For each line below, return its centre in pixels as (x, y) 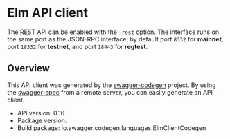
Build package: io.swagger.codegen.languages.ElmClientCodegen (112, 128)
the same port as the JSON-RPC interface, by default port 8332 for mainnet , (115, 39)
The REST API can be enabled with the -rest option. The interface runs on (113, 32)
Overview (29, 68)
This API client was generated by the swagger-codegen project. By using (112, 85)
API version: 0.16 (41, 113)
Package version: (42, 120)
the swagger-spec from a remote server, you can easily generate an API (110, 92)
